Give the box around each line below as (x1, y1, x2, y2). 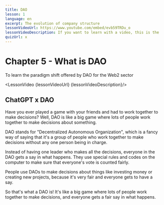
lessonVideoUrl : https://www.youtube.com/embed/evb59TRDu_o (5, 26, 131, 30)
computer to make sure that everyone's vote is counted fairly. (5, 159, 130, 165)
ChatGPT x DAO (5, 96, 55, 104)
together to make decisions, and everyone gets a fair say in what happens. (5, 194, 156, 200)
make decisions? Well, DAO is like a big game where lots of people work (5, 114, 151, 120)
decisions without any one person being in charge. (5, 139, 108, 145)
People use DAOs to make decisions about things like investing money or (5, 169, 153, 175)
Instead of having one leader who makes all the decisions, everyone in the (5, 148, 155, 155)
